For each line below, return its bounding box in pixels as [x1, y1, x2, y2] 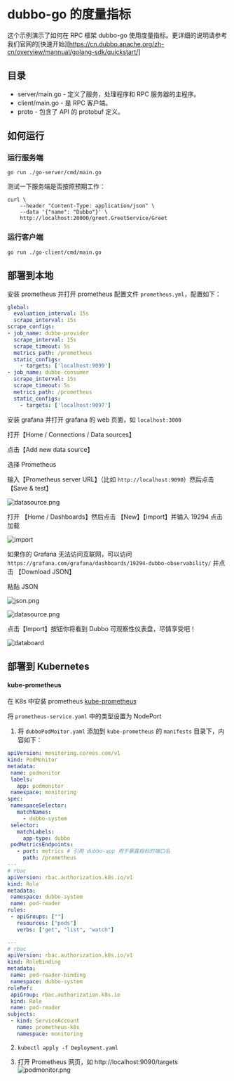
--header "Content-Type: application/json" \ [20, 202, 156, 209]
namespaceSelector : [10, 802, 68, 809]
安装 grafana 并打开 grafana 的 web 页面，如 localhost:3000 [7, 415, 182, 424]
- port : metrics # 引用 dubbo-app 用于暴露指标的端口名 [16, 848, 170, 855]
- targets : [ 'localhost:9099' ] [20, 363, 111, 370]
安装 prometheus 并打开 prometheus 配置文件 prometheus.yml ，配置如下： [7, 290, 222, 298]
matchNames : [16, 809, 52, 816]
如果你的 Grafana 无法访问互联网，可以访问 [7, 550, 132, 558]
